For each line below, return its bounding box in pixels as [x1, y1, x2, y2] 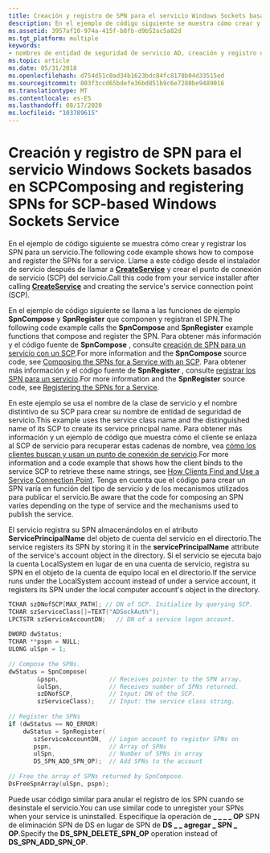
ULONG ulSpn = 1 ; [8, 645, 67, 653]
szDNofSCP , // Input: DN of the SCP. [37, 690, 196, 698]
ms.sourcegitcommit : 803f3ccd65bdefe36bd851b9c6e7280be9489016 [8, 79, 225, 87]
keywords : [8, 42, 42, 50]
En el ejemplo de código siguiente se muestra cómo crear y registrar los [8, 238, 247, 248]
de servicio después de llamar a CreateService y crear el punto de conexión [8, 264, 262, 274]
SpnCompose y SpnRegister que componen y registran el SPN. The [8, 314, 233, 323]
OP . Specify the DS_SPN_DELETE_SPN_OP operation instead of [8, 828, 219, 838]
